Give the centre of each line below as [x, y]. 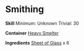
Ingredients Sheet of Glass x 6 [37, 43]
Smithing [25, 9]
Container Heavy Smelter [32, 33]
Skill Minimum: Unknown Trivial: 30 [42, 23]
